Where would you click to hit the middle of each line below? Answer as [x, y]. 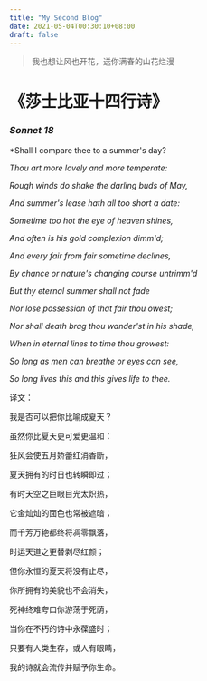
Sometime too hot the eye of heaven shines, [91, 220]
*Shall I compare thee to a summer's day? [88, 150]
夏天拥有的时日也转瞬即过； [61, 474]
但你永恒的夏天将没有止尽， [61, 570]
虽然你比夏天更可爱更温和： [61, 435]
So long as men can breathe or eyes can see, [94, 361]
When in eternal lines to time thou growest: [89, 343]
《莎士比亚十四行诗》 [89, 102]
